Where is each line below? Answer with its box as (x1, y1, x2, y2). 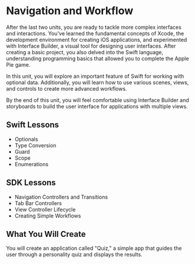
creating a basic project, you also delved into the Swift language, (6, 48, 164, 55)
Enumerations (14, 160, 49, 167)
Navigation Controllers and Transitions (14, 193, 108, 200)
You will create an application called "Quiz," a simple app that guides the (6, 245, 182, 252)
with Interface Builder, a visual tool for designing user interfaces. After (6, 42, 176, 49)
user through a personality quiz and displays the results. (6, 251, 143, 258)
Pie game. (6, 61, 31, 68)
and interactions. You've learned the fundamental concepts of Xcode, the (6, 29, 184, 37)
